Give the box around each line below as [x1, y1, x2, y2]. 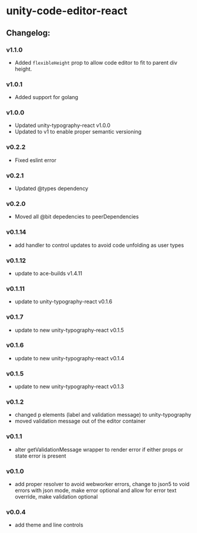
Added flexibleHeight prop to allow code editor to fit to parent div [14, 59, 178, 66]
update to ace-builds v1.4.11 [14, 269, 82, 277]
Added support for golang [14, 94, 78, 101]
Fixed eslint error [14, 156, 56, 164]
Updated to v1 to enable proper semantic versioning [14, 128, 142, 135]
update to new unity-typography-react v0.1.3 [14, 383, 125, 390]
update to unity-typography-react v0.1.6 [14, 298, 113, 305]
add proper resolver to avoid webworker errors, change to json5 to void [14, 481, 190, 488]
